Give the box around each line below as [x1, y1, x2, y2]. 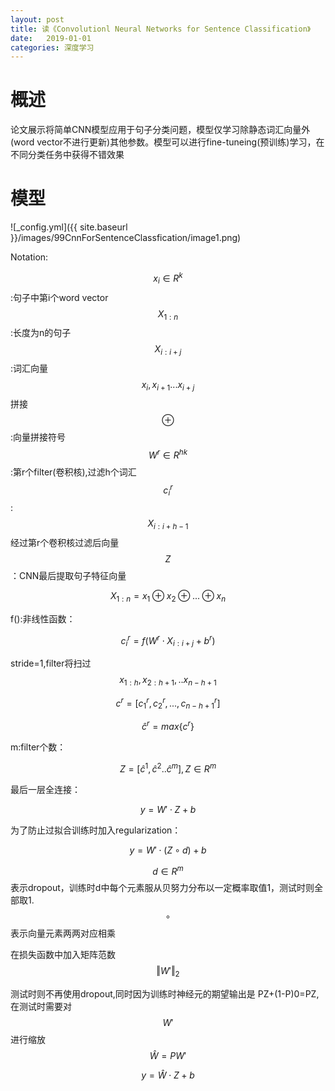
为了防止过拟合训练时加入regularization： [10, 824, 182, 836]
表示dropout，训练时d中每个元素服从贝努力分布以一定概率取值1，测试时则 [10, 882, 315, 894]
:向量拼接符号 [10, 431, 67, 443]
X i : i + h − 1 [147, 517, 189, 531]
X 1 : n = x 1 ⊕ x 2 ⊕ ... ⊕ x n [109, 589, 227, 604]
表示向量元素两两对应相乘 [10, 927, 116, 940]
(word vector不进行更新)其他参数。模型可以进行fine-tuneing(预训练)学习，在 [10, 136, 325, 148]
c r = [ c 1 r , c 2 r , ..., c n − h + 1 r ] [115, 695, 221, 711]
